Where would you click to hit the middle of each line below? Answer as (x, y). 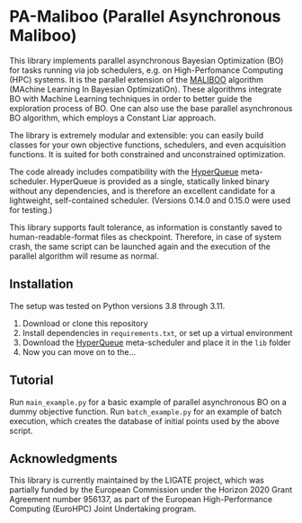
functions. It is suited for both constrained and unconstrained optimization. (147, 154)
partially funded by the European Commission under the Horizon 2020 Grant (151, 490)
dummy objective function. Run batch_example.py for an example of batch (146, 412)
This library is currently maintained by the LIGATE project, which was (137, 480)
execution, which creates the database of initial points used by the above (145, 421)
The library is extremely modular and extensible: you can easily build (137, 135)
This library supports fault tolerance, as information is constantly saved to (146, 227)
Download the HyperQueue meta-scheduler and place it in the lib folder (156, 342)
